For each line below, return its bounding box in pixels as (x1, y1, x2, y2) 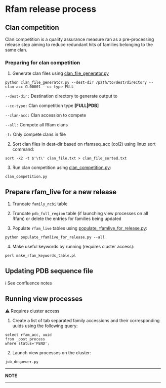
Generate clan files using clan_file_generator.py (12, 70, 109, 76)
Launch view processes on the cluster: (12, 349, 91, 355)
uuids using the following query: (12, 323, 78, 329)
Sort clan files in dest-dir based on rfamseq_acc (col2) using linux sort (12, 141, 156, 147)
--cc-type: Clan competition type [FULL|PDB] (5, 103, 99, 109)
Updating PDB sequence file (5, 267, 93, 275)
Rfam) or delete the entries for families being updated (12, 216, 122, 222)
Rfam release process (5, 3, 96, 15)
